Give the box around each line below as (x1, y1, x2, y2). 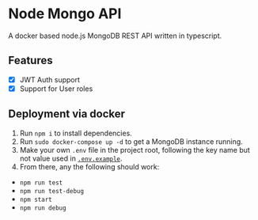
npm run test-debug (19, 187, 85, 195)
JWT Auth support (19, 74, 81, 84)
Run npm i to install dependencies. (19, 128, 132, 138)
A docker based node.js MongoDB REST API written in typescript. (8, 31, 222, 40)
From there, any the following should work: (19, 161, 160, 171)
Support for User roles (19, 84, 93, 93)
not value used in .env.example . (19, 154, 123, 163)
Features (8, 54, 53, 67)
